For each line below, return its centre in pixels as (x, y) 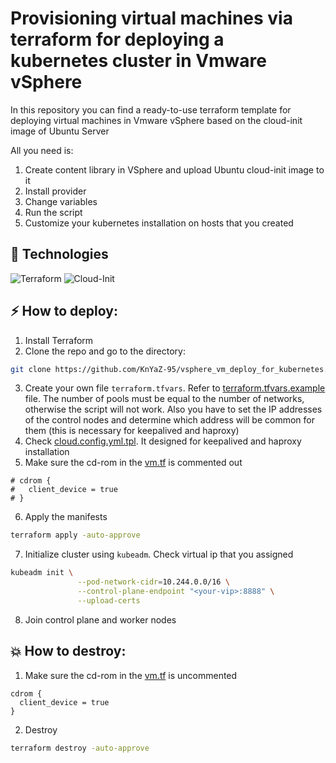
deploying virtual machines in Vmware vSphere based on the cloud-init (156, 120)
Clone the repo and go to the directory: (105, 351)
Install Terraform (59, 340)
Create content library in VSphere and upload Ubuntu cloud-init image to (174, 169)
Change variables (61, 201)
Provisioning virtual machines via (151, 18)
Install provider (55, 191)
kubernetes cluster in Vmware (138, 61)
